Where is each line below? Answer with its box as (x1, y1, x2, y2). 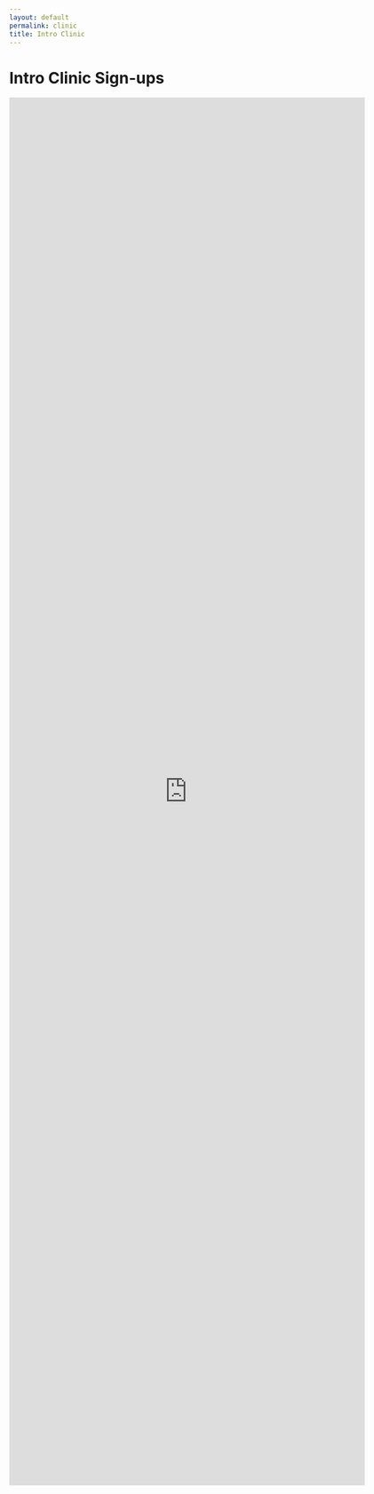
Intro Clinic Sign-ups (9, 68, 164, 88)
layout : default (9, 12, 69, 22)
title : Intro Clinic (9, 29, 86, 38)
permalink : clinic (9, 21, 77, 30)
